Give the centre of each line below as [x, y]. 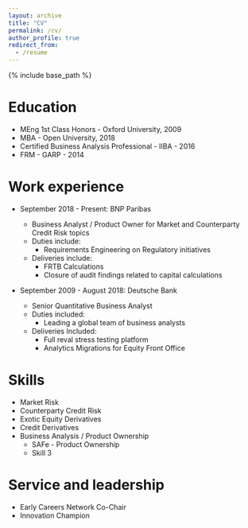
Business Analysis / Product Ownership [84, 436]
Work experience [66, 187]
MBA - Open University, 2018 [67, 138]
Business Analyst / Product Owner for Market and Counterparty [136, 224]
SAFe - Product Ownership [76, 444]
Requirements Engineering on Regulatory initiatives [127, 249]
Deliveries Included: [64, 331]
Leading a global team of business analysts [114, 322]
